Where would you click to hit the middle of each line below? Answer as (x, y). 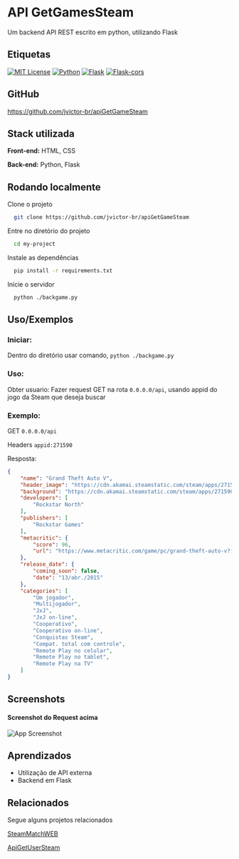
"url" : (43, 551)
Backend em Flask (45, 781)
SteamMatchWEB (33, 834)
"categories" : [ (44, 591)
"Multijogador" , (57, 604)
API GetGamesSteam (70, 12)
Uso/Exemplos (40, 320)
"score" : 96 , (52, 545)
